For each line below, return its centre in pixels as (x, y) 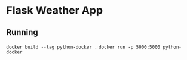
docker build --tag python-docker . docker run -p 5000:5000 (83, 47)
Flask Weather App (55, 10)
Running (22, 32)
